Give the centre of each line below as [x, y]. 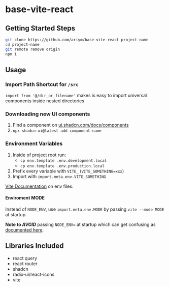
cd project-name [22, 44]
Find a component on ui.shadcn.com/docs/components [71, 125]
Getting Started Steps [40, 28]
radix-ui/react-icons [33, 274]
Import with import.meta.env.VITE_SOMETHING [59, 176]
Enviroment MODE [25, 198]
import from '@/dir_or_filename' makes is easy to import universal [76, 96]
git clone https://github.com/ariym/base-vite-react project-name [77, 40]
